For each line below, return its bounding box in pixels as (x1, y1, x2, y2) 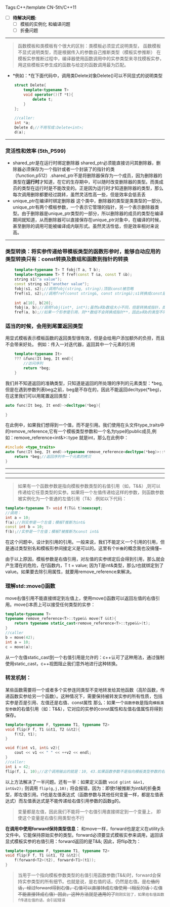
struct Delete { (14, 83, 47, 88)
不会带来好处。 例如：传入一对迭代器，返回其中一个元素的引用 (5, 341, 135, 348)
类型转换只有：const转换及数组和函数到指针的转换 (5, 255, 129, 263)
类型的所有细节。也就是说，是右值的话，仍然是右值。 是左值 (31, 879, 155, 885)
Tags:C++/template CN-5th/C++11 (5, 5, 77, 10)
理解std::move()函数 (5, 583, 56, 590)
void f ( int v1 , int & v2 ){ (5, 746, 60, 751)
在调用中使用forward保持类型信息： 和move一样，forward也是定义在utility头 (5, 826, 165, 832)
